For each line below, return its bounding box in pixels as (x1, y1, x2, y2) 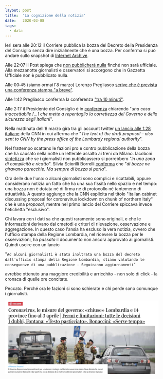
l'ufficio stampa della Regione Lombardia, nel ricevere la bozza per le (5, 232, 144, 237)
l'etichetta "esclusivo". (5, 207, 50, 213)
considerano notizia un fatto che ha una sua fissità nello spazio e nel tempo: (5, 180, 158, 187)
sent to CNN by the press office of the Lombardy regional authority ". (5, 136, 143, 142)
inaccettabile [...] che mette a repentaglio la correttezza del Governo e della (5, 111, 158, 117)
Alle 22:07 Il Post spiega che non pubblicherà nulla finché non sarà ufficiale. (5, 62, 157, 68)
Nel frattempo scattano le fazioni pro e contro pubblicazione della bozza (5, 145, 150, 151)
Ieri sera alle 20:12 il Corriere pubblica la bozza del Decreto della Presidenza (5, 42, 158, 48)
